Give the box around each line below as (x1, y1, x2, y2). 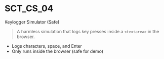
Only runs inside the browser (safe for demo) (11, 48, 104, 54)
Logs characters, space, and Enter (11, 43, 82, 49)
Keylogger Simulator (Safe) (4, 19, 60, 25)
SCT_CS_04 (4, 3, 54, 14)
